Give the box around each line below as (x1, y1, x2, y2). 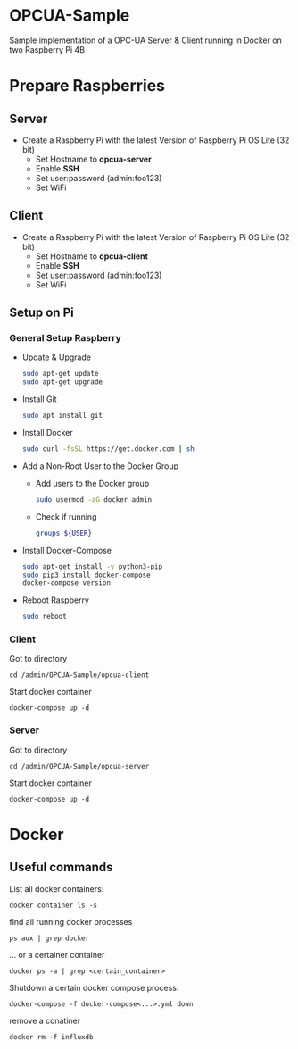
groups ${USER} (35, 529, 92, 537)
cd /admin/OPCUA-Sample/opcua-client (9, 670, 150, 679)
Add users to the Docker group (35, 478, 150, 488)
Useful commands (9, 860, 113, 875)
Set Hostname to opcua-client (35, 251, 149, 262)
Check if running (35, 511, 97, 522)
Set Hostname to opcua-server (35, 154, 152, 164)
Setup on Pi (9, 305, 74, 321)
